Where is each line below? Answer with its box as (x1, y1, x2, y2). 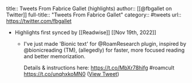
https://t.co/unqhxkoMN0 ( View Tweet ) (23, 71, 120, 77)
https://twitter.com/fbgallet (6, 18, 72, 24)
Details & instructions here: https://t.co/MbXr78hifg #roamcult (23, 64, 175, 71)
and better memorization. (23, 53, 86, 59)
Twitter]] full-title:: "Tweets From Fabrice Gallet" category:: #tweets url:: (6, 11, 182, 18)
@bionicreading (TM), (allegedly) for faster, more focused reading (23, 47, 185, 54)
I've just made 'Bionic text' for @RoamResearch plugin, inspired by (23, 41, 187, 47)
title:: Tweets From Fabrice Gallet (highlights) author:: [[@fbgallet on (6, 5, 172, 12)
